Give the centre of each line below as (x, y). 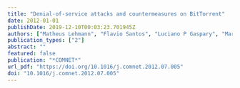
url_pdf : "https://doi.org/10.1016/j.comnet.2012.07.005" (95, 67)
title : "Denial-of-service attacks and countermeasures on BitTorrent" (116, 14)
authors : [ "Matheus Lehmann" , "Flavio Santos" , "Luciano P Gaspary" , (113, 34)
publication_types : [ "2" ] (46, 40)
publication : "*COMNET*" (44, 60)
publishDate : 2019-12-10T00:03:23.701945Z (71, 27)
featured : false (31, 54)
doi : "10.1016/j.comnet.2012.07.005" (64, 73)
